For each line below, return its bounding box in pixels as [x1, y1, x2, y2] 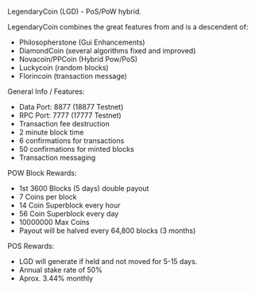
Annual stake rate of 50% [18, 266, 102, 274]
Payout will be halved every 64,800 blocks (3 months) [18, 226, 196, 235]
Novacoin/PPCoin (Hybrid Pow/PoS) [18, 55, 138, 64]
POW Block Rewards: [7, 169, 77, 177]
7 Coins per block [18, 192, 77, 201]
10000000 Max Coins [18, 218, 91, 227]
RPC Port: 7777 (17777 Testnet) [18, 111, 122, 120]
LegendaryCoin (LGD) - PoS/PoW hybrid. [7, 7, 142, 16]
